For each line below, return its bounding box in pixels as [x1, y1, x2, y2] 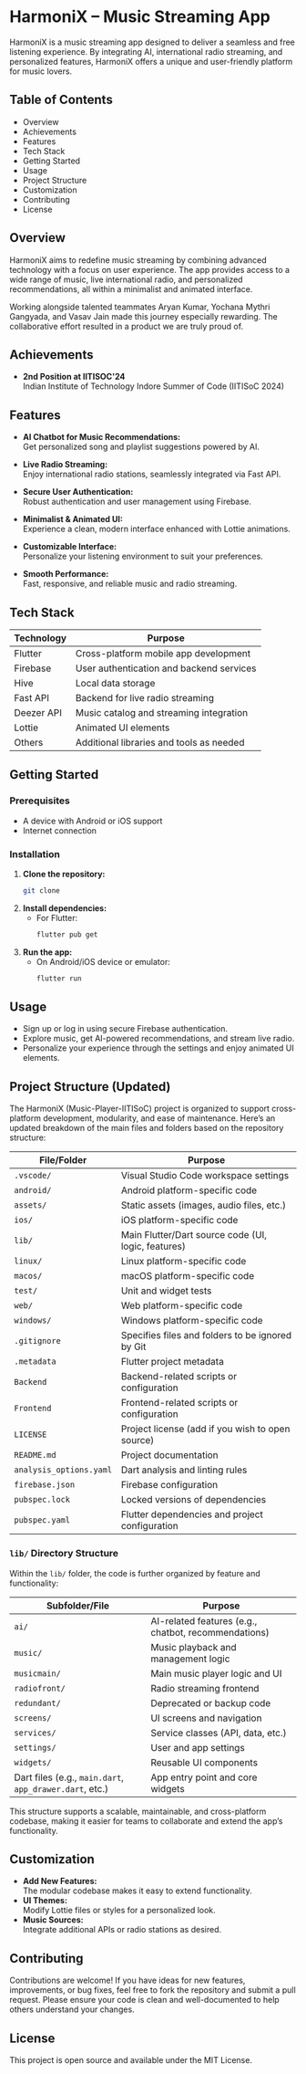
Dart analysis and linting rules [120, 1463, 248, 1476]
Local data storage [76, 677, 156, 689]
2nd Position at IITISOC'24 [22, 372, 126, 382]
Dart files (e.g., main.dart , [14, 1771, 125, 1784]
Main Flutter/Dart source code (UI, [120, 1229, 267, 1241]
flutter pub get [36, 929, 98, 939]
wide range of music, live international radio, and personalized [9, 274, 243, 285]
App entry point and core [149, 1771, 258, 1784]
